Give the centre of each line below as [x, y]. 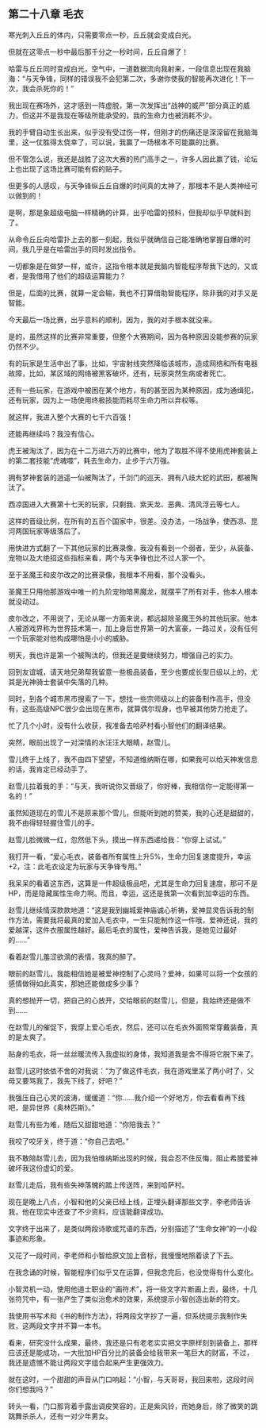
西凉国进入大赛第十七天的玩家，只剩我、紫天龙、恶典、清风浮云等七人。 [126, 504]
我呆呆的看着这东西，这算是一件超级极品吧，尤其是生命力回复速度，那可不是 [133, 883]
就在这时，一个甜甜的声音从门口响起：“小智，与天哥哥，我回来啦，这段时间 [131, 1379]
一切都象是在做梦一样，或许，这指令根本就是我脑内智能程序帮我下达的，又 [129, 266]
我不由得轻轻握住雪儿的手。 [53, 822]
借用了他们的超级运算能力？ [81, 275]
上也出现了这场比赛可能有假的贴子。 [67, 168]
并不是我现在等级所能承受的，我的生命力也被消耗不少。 [125, 115]
